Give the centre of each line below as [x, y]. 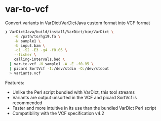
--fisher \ [25, 55]
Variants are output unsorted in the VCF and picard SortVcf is [75, 97]
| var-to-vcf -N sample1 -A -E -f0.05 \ [52, 64]
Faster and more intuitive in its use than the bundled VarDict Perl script [84, 108]
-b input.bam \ [30, 45]
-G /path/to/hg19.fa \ [37, 36]
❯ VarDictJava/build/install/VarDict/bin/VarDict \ [59, 32]
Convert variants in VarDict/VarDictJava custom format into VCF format [78, 23]
